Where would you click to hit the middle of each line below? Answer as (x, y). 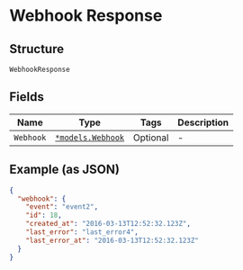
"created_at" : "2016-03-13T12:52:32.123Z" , (108, 224)
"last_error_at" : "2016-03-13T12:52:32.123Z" (112, 240)
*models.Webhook (90, 137)
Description (203, 122)
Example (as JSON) (64, 170)
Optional (151, 138)
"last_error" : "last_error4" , (82, 232)
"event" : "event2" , (62, 207)
